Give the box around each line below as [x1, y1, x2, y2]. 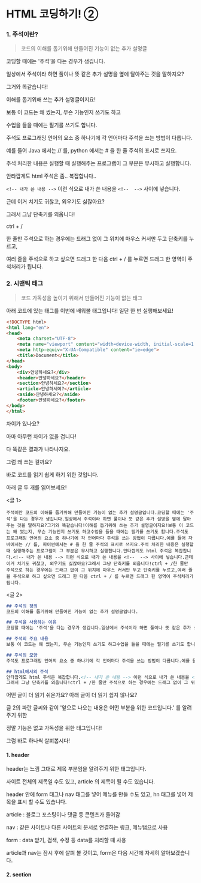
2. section [6, 871, 32, 878]
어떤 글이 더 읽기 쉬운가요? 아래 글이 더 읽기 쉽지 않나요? [6, 692, 138, 699]
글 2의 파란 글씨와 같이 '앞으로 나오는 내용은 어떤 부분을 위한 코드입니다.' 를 [6, 704, 181, 711]
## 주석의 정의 [6, 603, 38, 609]
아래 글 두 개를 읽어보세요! [6, 483, 67, 491]
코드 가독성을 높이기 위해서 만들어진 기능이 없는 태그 [20, 294, 142, 301]
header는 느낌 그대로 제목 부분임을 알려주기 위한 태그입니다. [6, 765, 147, 773]
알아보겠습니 [160, 849, 190, 857]
